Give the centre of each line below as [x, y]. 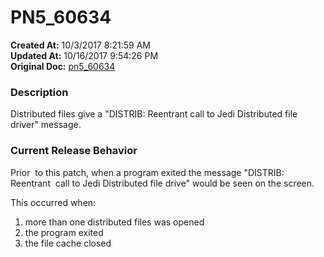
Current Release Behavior [74, 151]
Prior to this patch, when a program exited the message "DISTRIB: [147, 172]
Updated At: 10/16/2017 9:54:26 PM [84, 55]
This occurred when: [53, 202]
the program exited [64, 232]
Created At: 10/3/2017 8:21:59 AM [80, 45]
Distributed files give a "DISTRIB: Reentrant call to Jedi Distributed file [154, 114]
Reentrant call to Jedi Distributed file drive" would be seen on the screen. [162, 183]
